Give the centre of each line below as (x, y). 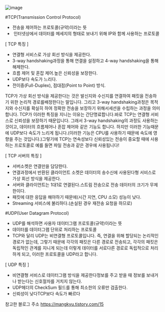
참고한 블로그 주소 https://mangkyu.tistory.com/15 (54, 304)
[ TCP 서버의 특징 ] (23, 156)
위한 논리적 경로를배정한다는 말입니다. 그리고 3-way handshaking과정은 (80, 102)
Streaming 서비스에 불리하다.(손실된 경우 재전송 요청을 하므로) (72, 203)
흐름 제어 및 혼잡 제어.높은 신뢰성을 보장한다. (55, 73)
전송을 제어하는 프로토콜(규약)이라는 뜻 (49, 27)
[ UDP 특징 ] (17, 265)
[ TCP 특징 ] (17, 44)
